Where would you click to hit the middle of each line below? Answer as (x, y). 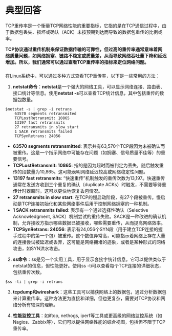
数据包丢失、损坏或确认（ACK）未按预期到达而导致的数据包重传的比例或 (86, 32)
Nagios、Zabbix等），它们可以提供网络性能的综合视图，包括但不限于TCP (89, 322)
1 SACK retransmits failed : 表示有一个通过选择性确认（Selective (80, 210)
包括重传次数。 (28, 272)
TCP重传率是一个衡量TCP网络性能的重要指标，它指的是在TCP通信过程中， (84, 26)
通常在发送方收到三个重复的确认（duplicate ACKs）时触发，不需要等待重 (89, 184)
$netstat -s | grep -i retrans (39, 109)
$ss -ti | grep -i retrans (34, 282)
